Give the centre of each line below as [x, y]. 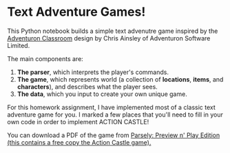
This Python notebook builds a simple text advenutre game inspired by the [113, 31]
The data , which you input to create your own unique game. [102, 94]
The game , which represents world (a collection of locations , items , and [120, 79]
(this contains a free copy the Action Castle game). [79, 142]
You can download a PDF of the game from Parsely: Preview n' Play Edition [114, 135]
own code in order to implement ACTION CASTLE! [78, 121]
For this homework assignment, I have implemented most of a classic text [111, 107]
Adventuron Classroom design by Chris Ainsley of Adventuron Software [109, 38]
